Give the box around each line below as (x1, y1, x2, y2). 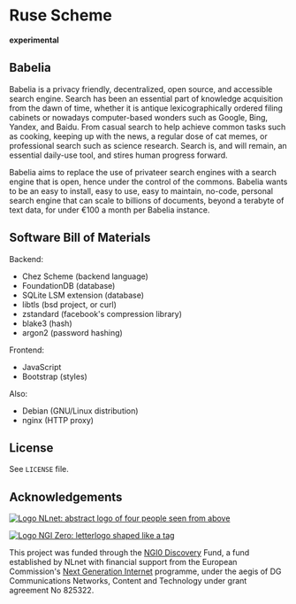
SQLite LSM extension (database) (21, 290, 144, 300)
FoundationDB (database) (21, 280, 116, 290)
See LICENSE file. (9, 464, 69, 475)
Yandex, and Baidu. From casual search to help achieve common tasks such (9, 121, 286, 132)
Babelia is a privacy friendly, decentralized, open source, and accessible (9, 83, 273, 94)
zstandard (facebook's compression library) (21, 308, 183, 319)
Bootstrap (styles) (21, 371, 88, 382)
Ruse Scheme (9, 5, 112, 26)
